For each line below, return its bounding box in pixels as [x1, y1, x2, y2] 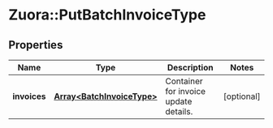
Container [165, 75, 203, 87]
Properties [8, 38, 63, 52]
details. [165, 106, 193, 117]
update [165, 96, 193, 107]
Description [167, 62, 214, 73]
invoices [12, 91, 46, 102]
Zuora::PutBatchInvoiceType [8, 6, 206, 24]
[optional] [223, 91, 261, 102]
